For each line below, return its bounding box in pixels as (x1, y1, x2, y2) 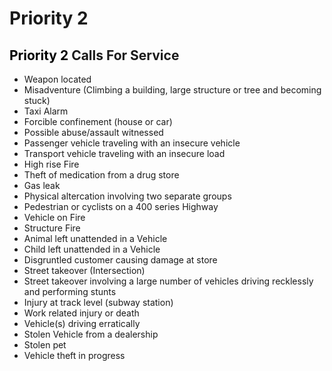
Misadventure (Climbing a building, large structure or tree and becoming (23, 84, 322, 96)
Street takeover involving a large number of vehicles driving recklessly (23, 275, 314, 287)
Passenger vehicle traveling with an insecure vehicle (23, 137, 241, 149)
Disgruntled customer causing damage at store (23, 254, 218, 266)
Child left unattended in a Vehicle (23, 243, 161, 255)
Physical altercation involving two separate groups (23, 190, 232, 202)
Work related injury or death (23, 307, 140, 319)
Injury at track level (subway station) (23, 297, 174, 308)
